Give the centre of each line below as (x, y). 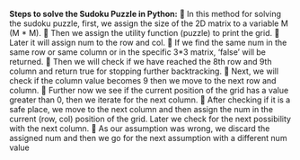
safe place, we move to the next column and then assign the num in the (141, 109)
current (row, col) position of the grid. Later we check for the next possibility (150, 119)
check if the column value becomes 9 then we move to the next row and (143, 80)
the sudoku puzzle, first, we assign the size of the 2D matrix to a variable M (149, 23)
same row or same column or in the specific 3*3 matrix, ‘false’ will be (138, 52)
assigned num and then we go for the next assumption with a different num (148, 138)
